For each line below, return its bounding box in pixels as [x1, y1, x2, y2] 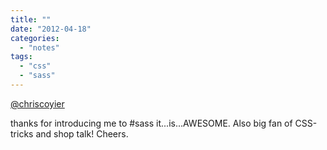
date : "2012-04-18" [10, 24, 92, 34]
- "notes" [19, 42, 60, 53]
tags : [10, 52, 33, 62]
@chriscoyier [10, 97, 65, 110]
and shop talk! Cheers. [35, 127, 129, 140]
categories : [10, 33, 60, 43]
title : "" [10, 14, 52, 25]
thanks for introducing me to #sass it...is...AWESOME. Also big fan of [10, 117, 293, 129]
